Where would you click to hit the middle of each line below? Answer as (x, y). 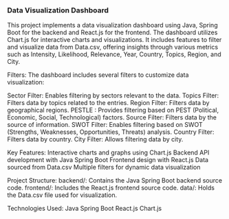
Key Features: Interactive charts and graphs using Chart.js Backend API (108, 152)
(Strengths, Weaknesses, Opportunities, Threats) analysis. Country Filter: (111, 132)
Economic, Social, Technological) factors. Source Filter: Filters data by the (112, 117)
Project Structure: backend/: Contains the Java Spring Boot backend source (115, 181)
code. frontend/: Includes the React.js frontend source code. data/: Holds (111, 188)
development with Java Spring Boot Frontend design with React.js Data (108, 160)
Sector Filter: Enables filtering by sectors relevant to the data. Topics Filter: (113, 95)
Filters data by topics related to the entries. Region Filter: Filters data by (108, 103)
